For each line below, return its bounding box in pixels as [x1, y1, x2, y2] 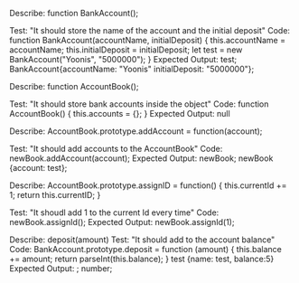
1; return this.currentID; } [9, 190, 101, 200]
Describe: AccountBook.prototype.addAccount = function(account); [9, 126, 263, 137]
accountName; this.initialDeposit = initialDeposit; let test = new [9, 44, 243, 55]
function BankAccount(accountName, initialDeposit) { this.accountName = [9, 35, 286, 45]
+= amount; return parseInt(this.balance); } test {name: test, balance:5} [9, 253, 275, 264]
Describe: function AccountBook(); [9, 81, 139, 91]
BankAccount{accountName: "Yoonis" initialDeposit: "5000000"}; [9, 63, 255, 74]
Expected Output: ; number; [9, 263, 113, 274]
